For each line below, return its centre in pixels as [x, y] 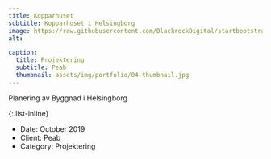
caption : [23, 53]
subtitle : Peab [41, 68]
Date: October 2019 [52, 128]
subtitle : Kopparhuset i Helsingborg [72, 23]
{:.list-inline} [29, 113]
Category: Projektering [58, 146]
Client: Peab [40, 137]
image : [19, 31]
